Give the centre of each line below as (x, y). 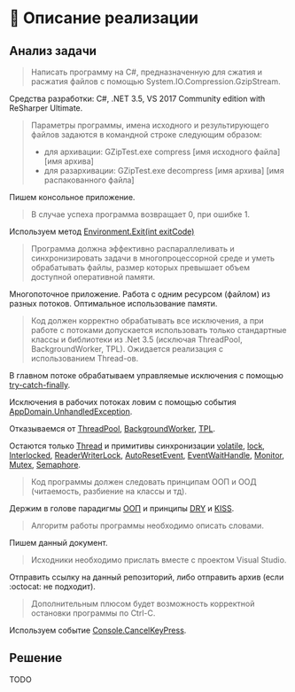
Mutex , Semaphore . (45, 465)
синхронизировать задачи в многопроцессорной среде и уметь (153, 258)
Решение (36, 658)
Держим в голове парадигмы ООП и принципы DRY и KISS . (122, 508)
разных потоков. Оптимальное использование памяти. (113, 303)
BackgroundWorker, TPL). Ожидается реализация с (127, 349)
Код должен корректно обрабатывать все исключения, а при (147, 321)
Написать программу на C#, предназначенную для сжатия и (147, 72)
